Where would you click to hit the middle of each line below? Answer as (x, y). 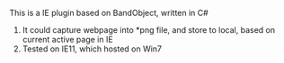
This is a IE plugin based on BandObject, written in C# (109, 13)
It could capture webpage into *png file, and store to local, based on (149, 30)
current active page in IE (68, 39)
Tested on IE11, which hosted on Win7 (92, 49)
